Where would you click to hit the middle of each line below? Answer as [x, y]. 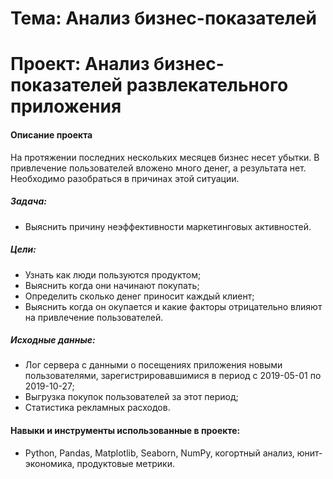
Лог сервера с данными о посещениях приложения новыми [153, 365]
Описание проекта [51, 134]
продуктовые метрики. [125, 463]
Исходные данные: [53, 340]
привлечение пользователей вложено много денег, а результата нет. [158, 168]
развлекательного [207, 85]
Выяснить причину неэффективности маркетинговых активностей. [168, 226]
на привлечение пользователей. [94, 317]
